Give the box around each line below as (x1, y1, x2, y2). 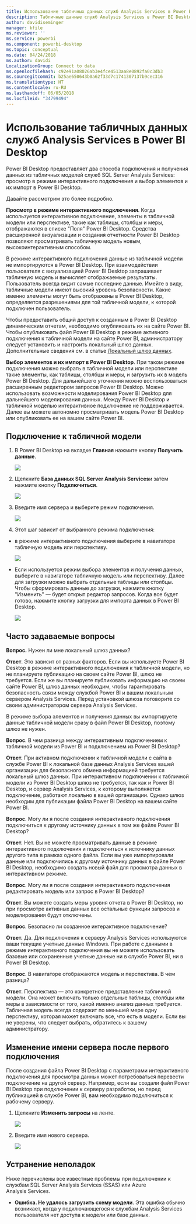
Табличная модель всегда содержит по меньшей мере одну (6, 1007, 157, 1014)
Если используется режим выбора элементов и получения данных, (14, 566, 184, 573)
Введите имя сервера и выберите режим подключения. (14, 504, 155, 511)
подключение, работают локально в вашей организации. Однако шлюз (6, 792, 184, 799)
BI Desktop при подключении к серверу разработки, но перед (6, 1086, 162, 1092)
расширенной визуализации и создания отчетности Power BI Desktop (6, 231, 180, 238)
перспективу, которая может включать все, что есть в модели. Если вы (6, 1013, 186, 1020)
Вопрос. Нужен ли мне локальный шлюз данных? (6, 647, 131, 654)
